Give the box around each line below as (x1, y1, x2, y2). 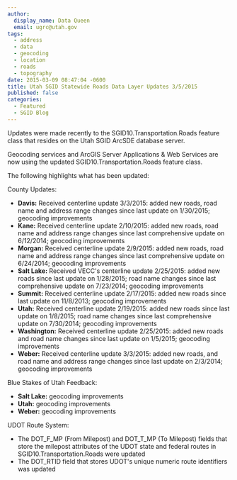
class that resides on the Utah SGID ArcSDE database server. (7, 136, 185, 145)
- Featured (13, 103, 46, 110)
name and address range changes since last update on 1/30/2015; (17, 206, 211, 215)
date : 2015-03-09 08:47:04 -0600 (7, 76, 106, 84)
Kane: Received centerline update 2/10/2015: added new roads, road (17, 221, 219, 230)
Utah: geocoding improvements (17, 399, 111, 408)
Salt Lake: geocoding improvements (17, 391, 124, 401)
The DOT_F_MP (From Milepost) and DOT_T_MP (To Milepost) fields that (17, 434, 228, 443)
